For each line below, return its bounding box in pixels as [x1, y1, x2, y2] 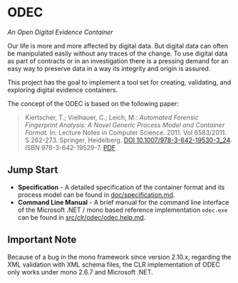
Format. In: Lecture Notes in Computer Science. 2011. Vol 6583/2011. [24, 128, 227, 137]
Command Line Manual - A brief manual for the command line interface [17, 198, 229, 206]
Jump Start [7, 164, 58, 176]
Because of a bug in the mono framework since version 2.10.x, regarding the [7, 252, 232, 261]
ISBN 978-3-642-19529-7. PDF [24, 143, 116, 151]
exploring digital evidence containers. [7, 85, 118, 94]
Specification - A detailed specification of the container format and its [17, 183, 225, 191]
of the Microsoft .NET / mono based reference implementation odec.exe [17, 205, 228, 214]
